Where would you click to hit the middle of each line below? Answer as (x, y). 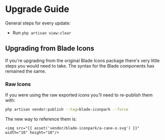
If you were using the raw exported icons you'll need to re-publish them (79, 95)
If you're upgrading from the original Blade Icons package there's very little (82, 60)
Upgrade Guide (37, 9)
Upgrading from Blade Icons (50, 48)
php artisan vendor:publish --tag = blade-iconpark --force (67, 109)
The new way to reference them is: (41, 119)
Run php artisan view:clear (42, 32)
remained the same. (26, 71)
